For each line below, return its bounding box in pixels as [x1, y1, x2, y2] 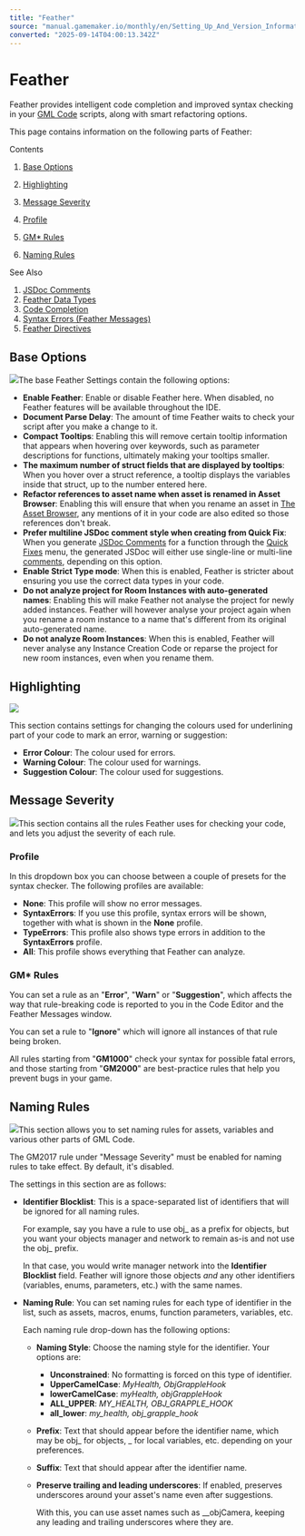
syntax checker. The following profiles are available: [9, 881, 204, 892]
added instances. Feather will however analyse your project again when [22, 604, 291, 615]
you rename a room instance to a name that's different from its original [22, 614, 287, 625]
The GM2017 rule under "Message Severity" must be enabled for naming [9, 1151, 282, 1162]
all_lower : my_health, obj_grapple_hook [49, 1408, 199, 1419]
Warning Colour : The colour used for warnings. [22, 757, 202, 768]
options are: [35, 1352, 82, 1363]
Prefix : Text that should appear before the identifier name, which [35, 1425, 280, 1436]
